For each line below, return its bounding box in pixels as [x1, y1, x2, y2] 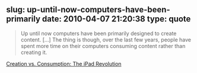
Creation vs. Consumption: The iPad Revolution [6, 60, 122, 67]
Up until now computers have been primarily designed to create [20, 30, 177, 37]
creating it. [20, 49, 47, 56]
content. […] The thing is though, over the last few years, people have [20, 36, 192, 43]
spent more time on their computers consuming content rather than [20, 42, 186, 49]
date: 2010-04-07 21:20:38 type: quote [42, 14, 191, 24]
